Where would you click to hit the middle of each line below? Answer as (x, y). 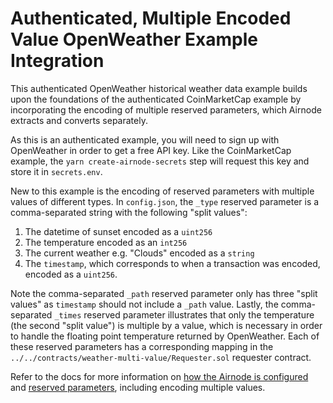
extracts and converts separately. (79, 120)
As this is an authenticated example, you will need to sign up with (145, 139)
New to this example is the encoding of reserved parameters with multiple (162, 191)
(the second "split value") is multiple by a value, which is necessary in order (166, 325)
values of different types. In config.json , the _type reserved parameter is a (165, 201)
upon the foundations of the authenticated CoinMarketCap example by (156, 99)
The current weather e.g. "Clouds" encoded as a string (139, 253)
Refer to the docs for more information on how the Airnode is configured (159, 376)
